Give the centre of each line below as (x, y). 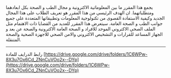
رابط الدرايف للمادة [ (26, 54)
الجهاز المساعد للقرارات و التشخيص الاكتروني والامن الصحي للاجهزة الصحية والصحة (84, 34)
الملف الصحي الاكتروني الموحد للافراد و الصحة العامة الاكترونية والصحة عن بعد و (81, 29)
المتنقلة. (13, 40)
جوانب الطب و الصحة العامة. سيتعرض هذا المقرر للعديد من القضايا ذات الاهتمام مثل (84, 23)
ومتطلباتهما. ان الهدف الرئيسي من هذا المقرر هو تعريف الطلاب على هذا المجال (80, 13)
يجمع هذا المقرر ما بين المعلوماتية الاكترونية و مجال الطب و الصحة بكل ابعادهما (79, 7)
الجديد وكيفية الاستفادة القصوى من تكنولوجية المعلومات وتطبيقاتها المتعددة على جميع (85, 18)
